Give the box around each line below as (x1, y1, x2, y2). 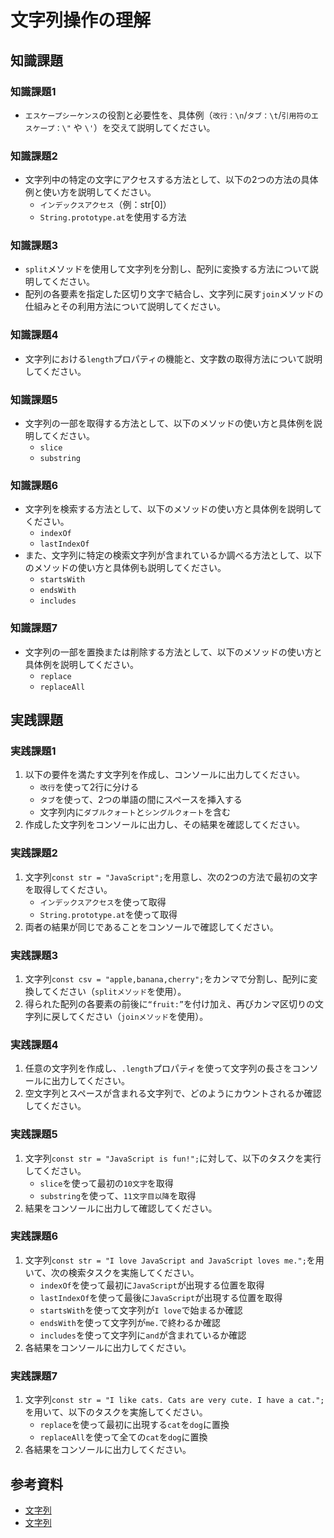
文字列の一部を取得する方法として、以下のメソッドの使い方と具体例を (24, 417, 314, 430)
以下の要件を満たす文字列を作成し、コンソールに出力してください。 (24, 769, 305, 781)
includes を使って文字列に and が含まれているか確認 (39, 1329, 247, 1341)
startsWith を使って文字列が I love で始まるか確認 (39, 1304, 243, 1316)
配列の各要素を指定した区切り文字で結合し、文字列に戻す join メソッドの (24, 288, 324, 300)
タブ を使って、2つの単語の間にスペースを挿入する (39, 794, 243, 806)
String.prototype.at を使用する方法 (39, 211, 187, 223)
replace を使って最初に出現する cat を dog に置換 (39, 1419, 230, 1431)
